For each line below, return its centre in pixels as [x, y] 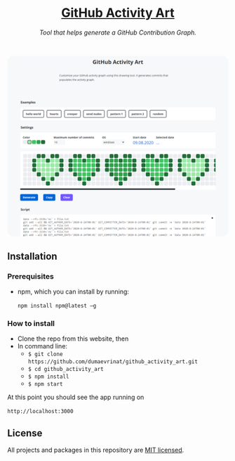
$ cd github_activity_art [66, 370]
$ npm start [45, 384]
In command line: [42, 346]
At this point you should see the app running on [76, 397]
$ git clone [45, 354]
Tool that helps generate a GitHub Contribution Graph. [118, 32]
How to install [31, 324]
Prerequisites [31, 276]
